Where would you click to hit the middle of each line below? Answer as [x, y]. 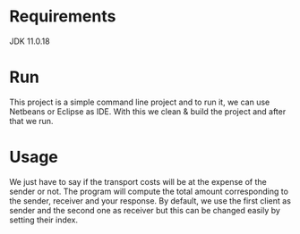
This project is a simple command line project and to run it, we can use [140, 102]
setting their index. [44, 220]
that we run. [31, 121]
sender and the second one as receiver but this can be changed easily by [145, 210]
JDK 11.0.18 [30, 41]
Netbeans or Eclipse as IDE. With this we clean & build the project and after [148, 111]
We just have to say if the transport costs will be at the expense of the [138, 181]
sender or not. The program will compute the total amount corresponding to [149, 191]
